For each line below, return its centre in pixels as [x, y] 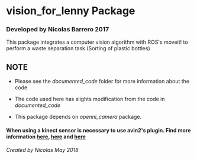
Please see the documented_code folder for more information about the [102, 82]
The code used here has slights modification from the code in [90, 99]
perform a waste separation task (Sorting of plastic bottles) [78, 48]
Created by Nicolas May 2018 [42, 150]
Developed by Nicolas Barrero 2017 [58, 30]
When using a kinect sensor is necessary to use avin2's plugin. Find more [98, 130]
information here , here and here [46, 137]
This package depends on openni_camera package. [78, 117]
